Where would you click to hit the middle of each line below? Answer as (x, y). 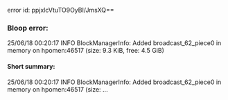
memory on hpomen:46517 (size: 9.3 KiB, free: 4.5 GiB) (86, 51)
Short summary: (31, 66)
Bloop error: (28, 28)
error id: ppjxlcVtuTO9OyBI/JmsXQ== (61, 10)
